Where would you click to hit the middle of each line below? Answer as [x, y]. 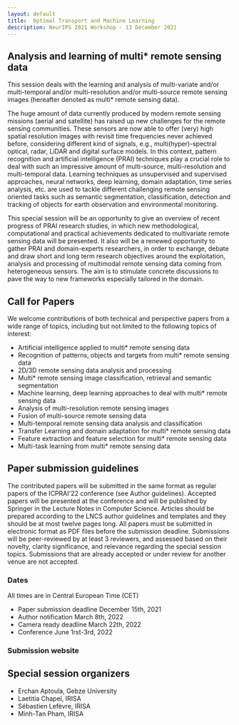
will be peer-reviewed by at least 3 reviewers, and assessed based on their [117, 539]
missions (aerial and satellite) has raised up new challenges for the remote [117, 121]
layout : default [31, 14]
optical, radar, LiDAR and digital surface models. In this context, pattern [112, 151]
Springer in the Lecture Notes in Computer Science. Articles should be [111, 508]
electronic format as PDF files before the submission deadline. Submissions [118, 531]
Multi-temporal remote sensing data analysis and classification [110, 423]
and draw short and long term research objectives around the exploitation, [117, 256]
